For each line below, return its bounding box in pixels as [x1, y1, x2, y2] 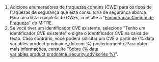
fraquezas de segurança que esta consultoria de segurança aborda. [9, 9, 148, 15]
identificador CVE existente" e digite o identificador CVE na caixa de [9, 31, 148, 36]
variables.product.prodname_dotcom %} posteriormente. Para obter [9, 41, 148, 46]
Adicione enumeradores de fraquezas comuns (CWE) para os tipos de [9, 4, 152, 10]
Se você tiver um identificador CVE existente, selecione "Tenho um [9, 25, 146, 31]
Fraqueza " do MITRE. [9, 20, 53, 26]
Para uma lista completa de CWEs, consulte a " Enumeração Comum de [9, 15, 154, 20]
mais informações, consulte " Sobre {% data [9, 46, 99, 52]
